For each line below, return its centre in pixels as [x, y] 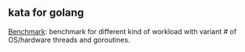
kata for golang [46, 13]
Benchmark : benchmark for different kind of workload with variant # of [122, 31]
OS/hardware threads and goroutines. [69, 40]
